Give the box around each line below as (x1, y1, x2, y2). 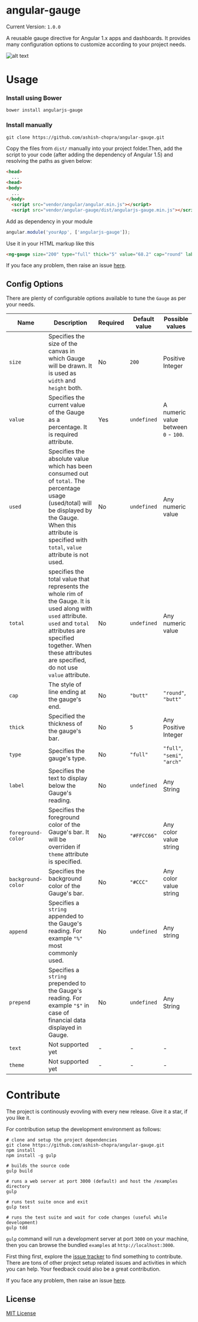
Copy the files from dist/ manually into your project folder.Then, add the (6, 145, 183, 152)
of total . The (48, 477, 85, 485)
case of (48, 1009, 70, 1017)
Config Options (6, 279, 64, 289)
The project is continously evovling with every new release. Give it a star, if (6, 1108, 188, 1115)
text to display (48, 774, 87, 783)
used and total (48, 619, 90, 627)
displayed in (48, 1023, 82, 1032)
